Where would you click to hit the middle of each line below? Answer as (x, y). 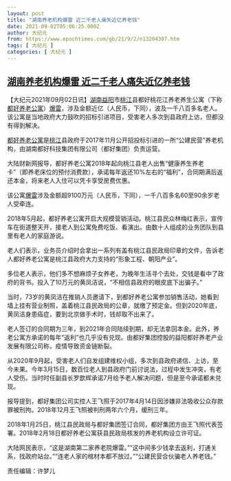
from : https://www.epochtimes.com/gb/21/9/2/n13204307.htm (93, 39)
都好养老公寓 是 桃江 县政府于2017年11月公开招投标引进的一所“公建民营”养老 (112, 140)
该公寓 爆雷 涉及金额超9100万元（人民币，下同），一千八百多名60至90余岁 (111, 195)
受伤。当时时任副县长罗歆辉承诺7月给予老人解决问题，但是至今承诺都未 (114, 378)
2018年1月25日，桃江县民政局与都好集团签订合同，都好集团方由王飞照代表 (112, 424)
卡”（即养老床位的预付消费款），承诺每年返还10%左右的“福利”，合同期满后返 (115, 172)
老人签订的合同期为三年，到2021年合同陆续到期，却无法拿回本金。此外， (110, 329)
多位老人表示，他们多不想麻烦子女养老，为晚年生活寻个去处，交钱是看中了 (112, 274)
